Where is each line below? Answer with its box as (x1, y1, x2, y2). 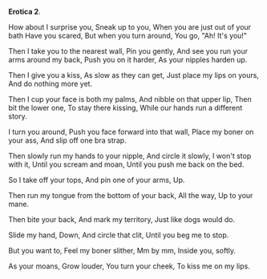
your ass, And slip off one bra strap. (8, 135, 127, 145)
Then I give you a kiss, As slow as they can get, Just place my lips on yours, (8, 71, 259, 79)
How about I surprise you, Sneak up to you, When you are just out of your (8, 22, 251, 31)
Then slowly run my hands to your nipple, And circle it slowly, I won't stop (8, 152, 252, 160)
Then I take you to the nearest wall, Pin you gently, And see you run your (8, 46, 249, 55)
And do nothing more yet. (8, 79, 93, 88)
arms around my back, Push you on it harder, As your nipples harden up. (8, 55, 248, 64)
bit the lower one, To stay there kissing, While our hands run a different (8, 103, 243, 112)
